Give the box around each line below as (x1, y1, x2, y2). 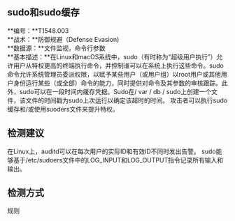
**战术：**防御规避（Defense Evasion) (7, 35, 120, 43)
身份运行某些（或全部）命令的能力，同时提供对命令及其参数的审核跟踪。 (13, 79, 222, 87)
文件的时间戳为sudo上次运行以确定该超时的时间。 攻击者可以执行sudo (25, 96, 228, 105)
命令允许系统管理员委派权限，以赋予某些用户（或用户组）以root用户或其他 (7, 70, 222, 78)
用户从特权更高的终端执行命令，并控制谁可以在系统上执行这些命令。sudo (13, 61, 224, 70)
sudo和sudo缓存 (7, 6, 80, 19)
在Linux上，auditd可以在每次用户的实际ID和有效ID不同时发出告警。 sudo (7, 147, 216, 155)
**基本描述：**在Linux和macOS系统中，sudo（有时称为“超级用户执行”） (7, 52, 217, 61)
